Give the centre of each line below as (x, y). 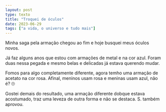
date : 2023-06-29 (23, 24)
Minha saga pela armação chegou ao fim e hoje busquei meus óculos (77, 43)
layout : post (19, 10)
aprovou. (14, 104)
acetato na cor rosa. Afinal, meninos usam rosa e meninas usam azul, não (81, 78)
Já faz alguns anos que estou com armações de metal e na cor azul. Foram (83, 58)
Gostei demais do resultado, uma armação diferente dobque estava (75, 94)
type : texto (18, 15)
